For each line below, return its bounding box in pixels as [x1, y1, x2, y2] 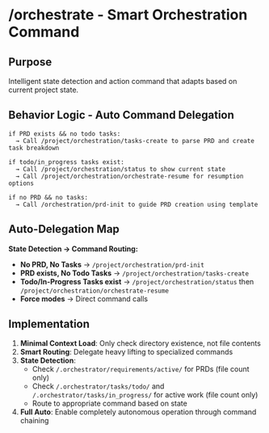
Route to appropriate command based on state [32, 398, 187, 409]
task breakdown [8, 144, 60, 152]
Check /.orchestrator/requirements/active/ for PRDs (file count [32, 364, 250, 374]
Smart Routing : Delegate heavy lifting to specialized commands [19, 347, 233, 357]
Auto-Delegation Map [8, 222, 120, 236]
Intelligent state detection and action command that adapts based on [8, 77, 237, 86]
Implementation [8, 317, 90, 331]
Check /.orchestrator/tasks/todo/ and [32, 381, 165, 391]
